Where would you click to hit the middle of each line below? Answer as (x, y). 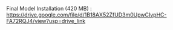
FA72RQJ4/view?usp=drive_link (46, 21)
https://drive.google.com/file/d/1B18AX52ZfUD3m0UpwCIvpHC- (86, 15)
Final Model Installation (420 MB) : (49, 9)
